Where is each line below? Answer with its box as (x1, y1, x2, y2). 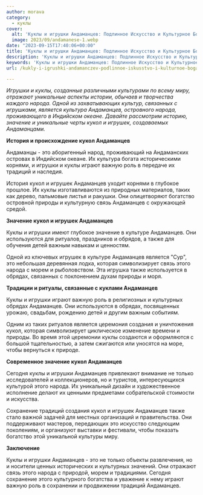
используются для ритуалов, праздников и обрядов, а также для (6, 235, 175, 242)
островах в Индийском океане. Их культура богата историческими (6, 155, 181, 163)
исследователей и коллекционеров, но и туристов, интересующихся (6, 376, 184, 384)
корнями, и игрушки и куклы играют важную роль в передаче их (6, 161, 175, 169)
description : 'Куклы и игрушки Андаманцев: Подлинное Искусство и (6, 54, 177, 60)
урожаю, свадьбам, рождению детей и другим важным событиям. (6, 309, 179, 316)
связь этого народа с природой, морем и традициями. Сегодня (6, 469, 171, 476)
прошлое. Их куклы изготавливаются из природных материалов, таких (6, 186, 190, 193)
